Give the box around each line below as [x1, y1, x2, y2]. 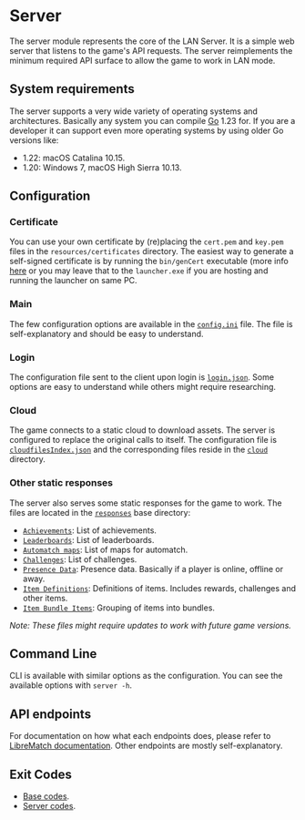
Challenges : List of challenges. [22, 553, 137, 565]
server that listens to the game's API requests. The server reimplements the [9, 45, 293, 56]
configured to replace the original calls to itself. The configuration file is [9, 435, 278, 446]
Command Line [9, 646, 97, 661]
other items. [22, 592, 68, 603]
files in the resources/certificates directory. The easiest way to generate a [9, 246, 294, 257]
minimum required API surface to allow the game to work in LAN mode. [9, 55, 276, 66]
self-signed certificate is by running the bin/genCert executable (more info [9, 256, 289, 267]
